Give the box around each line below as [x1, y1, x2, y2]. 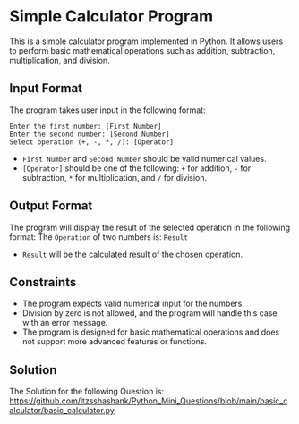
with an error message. [21, 318, 108, 328]
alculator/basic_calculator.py [9, 405, 115, 416]
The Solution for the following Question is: [9, 386, 165, 397]
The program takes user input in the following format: [9, 105, 206, 115]
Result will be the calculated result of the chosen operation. [21, 249, 243, 259]
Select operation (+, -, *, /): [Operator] [9, 137, 175, 147]
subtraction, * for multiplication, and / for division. [21, 172, 208, 182]
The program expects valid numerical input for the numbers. [21, 298, 244, 310]
